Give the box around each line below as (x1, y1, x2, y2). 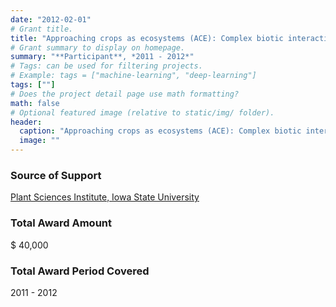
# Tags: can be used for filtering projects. (10, 61, 203, 71)
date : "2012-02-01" (10, 14, 92, 25)
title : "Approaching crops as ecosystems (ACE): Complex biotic (10, 33, 284, 43)
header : (10, 117, 43, 127)
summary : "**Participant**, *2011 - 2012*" (10, 52, 195, 62)
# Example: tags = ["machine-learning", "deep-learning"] (10, 71, 257, 81)
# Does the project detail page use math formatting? (10, 89, 240, 99)
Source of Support (10, 168, 102, 182)
